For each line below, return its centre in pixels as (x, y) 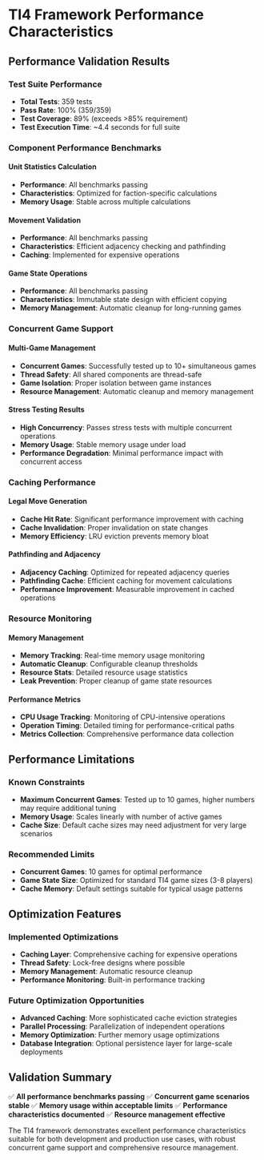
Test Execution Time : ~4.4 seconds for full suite (100, 127)
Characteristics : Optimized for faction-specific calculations (118, 193)
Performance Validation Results (89, 61)
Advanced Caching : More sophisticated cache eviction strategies (128, 1018)
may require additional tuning (68, 808)
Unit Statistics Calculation (53, 167)
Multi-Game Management (52, 348)
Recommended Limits (52, 854)
